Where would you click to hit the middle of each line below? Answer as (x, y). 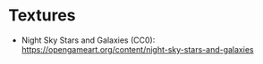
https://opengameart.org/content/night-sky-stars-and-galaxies (137, 49)
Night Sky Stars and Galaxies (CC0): (88, 40)
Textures (42, 16)
